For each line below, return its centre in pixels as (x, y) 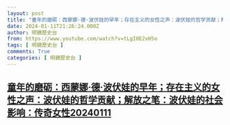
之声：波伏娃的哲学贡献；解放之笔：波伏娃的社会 (119, 100)
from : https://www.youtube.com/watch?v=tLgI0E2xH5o (82, 39)
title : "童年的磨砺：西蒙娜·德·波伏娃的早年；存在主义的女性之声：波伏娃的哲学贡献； (114, 20)
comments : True (29, 52)
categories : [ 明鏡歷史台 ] (44, 58)
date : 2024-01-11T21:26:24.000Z (53, 26)
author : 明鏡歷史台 (32, 32)
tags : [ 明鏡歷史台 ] (35, 45)
